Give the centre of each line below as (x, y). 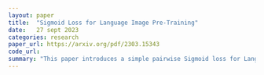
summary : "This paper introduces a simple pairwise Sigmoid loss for (125, 59)
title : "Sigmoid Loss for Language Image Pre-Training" (103, 23)
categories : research (44, 37)
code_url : (24, 52)
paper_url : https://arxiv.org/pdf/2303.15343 (84, 45)
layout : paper (31, 15)
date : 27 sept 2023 (44, 30)
